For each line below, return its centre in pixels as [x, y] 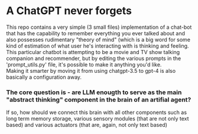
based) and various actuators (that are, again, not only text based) [87, 125]
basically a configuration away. [44, 77]
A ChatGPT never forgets [69, 11]
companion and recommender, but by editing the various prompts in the [94, 58]
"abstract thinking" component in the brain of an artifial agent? [99, 99]
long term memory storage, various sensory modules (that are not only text [98, 119]
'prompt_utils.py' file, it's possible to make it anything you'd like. [84, 64]
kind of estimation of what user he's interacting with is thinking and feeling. [98, 46]
